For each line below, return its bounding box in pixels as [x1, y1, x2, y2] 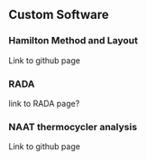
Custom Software [8, 7, 109, 23]
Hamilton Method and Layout [8, 34, 139, 47]
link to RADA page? [8, 98, 80, 109]
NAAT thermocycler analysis [8, 120, 137, 133]
